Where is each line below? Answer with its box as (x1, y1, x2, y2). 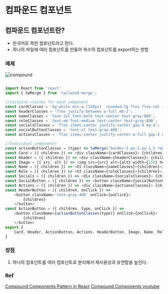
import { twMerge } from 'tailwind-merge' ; (5, 90, 97, 95)
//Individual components (5, 141, 57, 146)
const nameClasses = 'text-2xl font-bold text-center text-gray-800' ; (5, 113, 155, 118)
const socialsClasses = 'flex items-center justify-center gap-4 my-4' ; (5, 123, 160, 128)
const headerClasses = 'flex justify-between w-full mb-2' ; (5, 108, 133, 114)
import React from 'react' (5, 86, 61, 91)
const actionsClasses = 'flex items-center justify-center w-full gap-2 (5, 132, 160, 137)
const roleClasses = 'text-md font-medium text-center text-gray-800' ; (5, 118, 157, 123)
